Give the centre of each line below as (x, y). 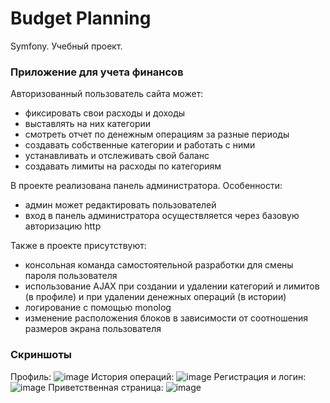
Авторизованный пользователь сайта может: (107, 94)
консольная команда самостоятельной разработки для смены (159, 265)
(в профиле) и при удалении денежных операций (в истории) (155, 297)
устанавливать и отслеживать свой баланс (117, 156)
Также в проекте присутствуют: (78, 246)
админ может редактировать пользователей (120, 205)
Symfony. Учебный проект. (66, 46)
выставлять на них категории (88, 124)
